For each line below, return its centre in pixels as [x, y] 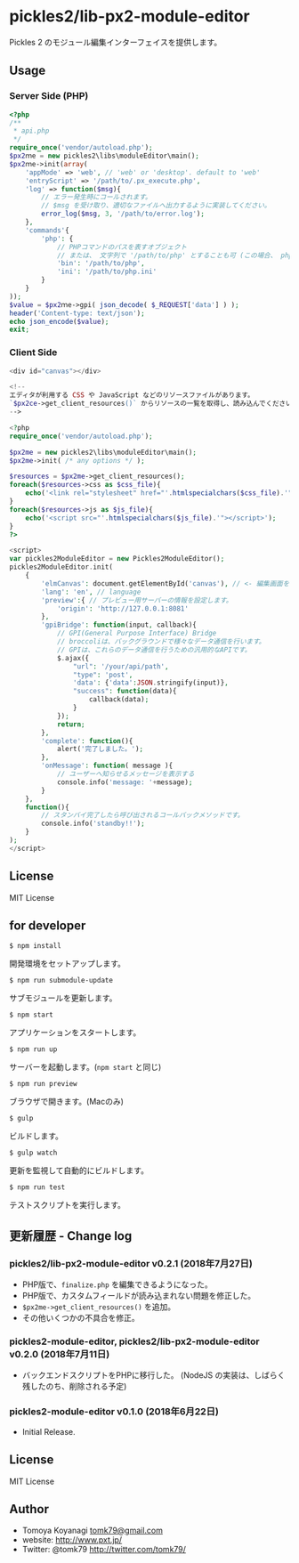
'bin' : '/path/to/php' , [101, 263]
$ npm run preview [43, 1084]
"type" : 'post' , [103, 675]
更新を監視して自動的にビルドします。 [79, 1170]
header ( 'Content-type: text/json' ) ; [77, 313]
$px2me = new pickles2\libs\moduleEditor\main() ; [103, 452]
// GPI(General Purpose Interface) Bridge [137, 634]
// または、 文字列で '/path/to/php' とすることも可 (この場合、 [167, 255]
